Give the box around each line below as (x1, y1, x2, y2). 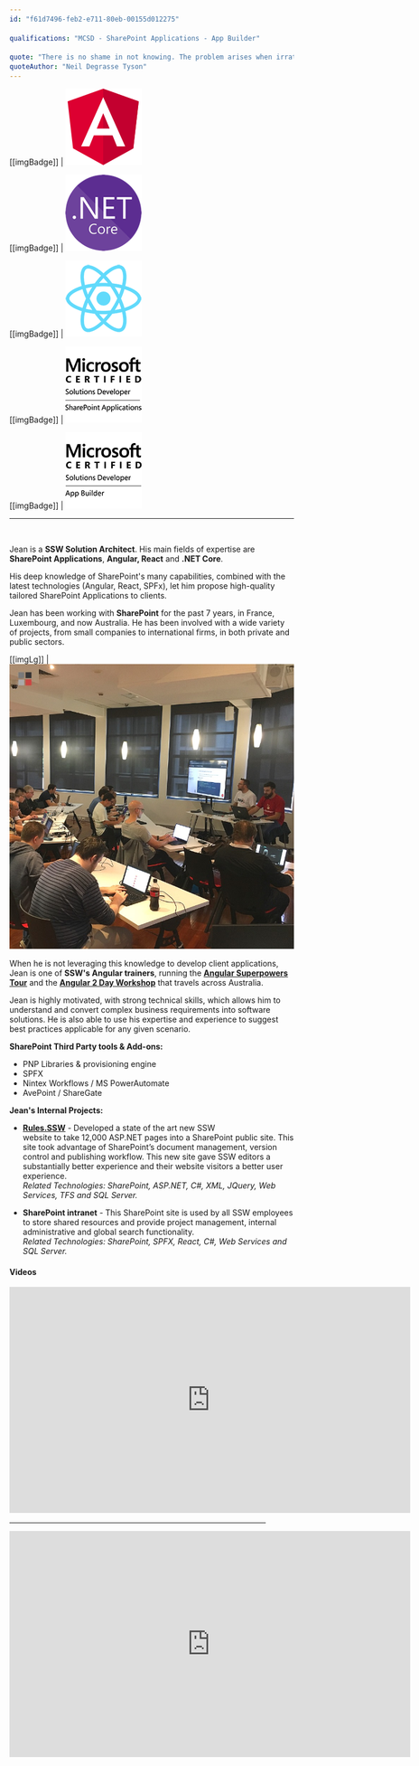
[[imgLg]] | (9, 654, 50, 665)
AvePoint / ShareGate (22, 1088, 102, 1098)
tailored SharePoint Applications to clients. (9, 590, 167, 600)
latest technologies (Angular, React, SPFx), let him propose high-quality (9, 581, 275, 591)
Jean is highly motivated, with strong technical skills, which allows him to (9, 995, 282, 1006)
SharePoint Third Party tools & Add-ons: (9, 1041, 163, 1052)
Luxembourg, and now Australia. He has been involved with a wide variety (9, 618, 285, 628)
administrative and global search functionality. (22, 1226, 195, 1237)
